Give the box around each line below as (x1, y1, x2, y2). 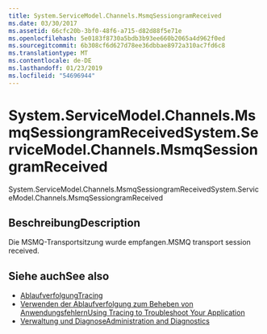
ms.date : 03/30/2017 (8, 19, 78, 27)
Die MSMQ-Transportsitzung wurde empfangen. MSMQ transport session (8, 237, 252, 247)
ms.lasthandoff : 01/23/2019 (8, 64, 103, 72)
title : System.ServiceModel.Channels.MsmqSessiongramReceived (8, 11, 222, 20)
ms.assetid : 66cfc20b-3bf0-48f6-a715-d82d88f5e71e (8, 27, 182, 35)
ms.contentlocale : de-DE (8, 57, 92, 65)
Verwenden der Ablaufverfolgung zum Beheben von (19, 299, 194, 309)
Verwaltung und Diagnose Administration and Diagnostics (19, 316, 210, 326)
